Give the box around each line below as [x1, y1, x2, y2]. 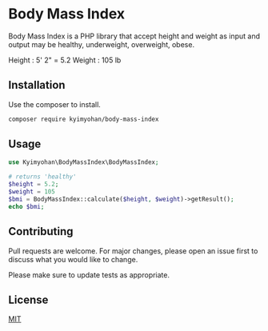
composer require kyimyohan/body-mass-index [8, 115, 159, 123]
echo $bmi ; [8, 202, 45, 210]
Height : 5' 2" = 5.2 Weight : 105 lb [8, 55, 122, 65]
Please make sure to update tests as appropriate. [8, 269, 170, 280]
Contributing [8, 225, 74, 238]
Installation [8, 78, 66, 92]
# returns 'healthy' [8, 173, 78, 181]
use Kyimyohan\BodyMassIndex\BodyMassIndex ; [8, 158, 159, 166]
